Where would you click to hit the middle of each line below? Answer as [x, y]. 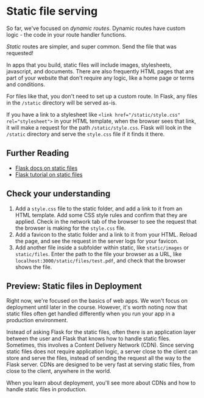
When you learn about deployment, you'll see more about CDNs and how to [101, 383]
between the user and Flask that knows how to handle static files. [88, 339]
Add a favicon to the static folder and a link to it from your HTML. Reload [106, 234]
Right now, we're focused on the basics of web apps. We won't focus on [97, 301]
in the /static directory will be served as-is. [62, 103]
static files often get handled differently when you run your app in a [91, 314]
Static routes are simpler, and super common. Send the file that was [91, 46]
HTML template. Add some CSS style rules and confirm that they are [101, 215]
